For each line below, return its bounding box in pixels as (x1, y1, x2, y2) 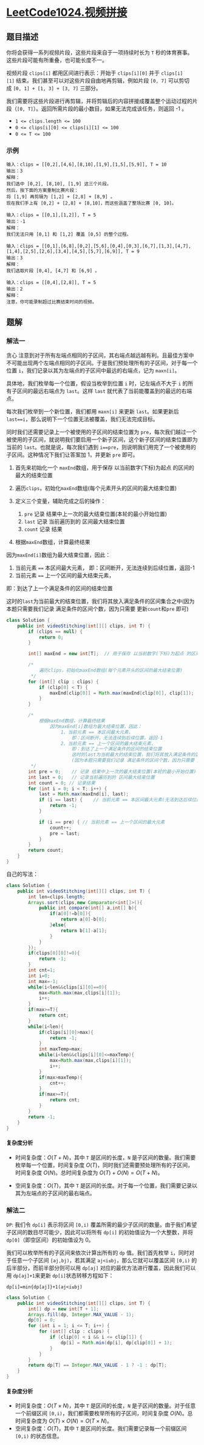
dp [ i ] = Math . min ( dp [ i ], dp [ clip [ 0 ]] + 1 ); (60, 1339, 172, 1345)
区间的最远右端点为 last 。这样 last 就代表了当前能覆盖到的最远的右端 (16, 387, 192, 395)
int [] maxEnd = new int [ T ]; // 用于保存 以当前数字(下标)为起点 (28, 651, 184, 657)
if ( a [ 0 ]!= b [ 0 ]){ (49, 911, 91, 917)
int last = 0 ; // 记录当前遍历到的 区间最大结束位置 (28, 774, 155, 780)
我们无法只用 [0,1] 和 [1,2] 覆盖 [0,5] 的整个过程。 (6, 231, 132, 237)
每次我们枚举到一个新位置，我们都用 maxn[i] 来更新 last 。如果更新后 (6, 407, 179, 415)
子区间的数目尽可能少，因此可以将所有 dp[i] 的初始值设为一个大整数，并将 (6, 1228, 193, 1236)
